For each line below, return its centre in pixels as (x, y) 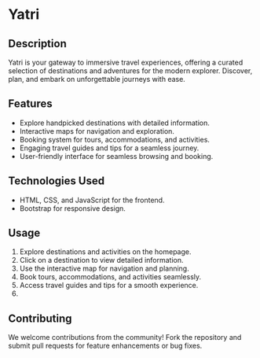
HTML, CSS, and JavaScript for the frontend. (92, 200)
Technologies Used (56, 181)
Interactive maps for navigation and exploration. (97, 131)
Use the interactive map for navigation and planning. (104, 268)
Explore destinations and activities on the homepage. (105, 252)
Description (37, 44)
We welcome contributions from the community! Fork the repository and (125, 338)
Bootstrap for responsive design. (72, 208)
